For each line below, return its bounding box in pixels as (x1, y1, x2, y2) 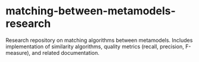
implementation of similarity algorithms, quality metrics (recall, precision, (5, 43, 184, 50)
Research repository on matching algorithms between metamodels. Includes (5, 36, 193, 44)
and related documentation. (32, 49, 99, 56)
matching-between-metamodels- (5, 4, 176, 18)
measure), (5, 49, 31, 56)
